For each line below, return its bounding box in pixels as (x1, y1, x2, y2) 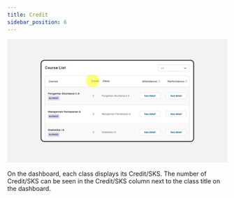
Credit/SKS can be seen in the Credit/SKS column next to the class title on (7, 177, 221, 185)
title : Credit (7, 11, 49, 18)
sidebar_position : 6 (7, 18, 68, 26)
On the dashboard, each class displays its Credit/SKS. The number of (7, 169, 207, 178)
